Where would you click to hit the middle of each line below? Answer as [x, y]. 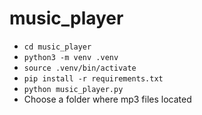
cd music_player [57, 47]
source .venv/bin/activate [80, 68]
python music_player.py [73, 89]
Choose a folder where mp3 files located [107, 99]
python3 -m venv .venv [71, 57]
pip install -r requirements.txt [93, 78]
